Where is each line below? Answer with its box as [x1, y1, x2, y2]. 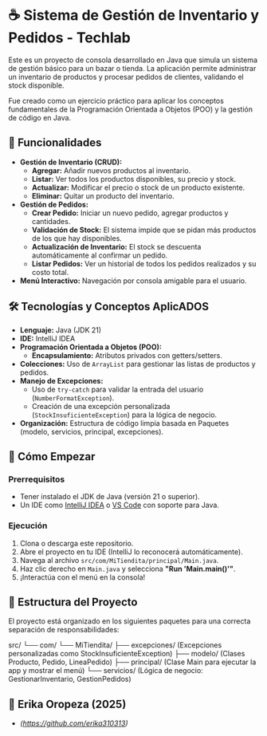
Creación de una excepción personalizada [31, 401, 171, 411]
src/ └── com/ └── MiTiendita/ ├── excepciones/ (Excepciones [8, 640, 222, 650]
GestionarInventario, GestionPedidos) [8, 675, 132, 684]
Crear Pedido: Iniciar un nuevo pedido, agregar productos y [31, 208, 229, 218]
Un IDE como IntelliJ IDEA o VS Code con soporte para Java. [19, 500, 219, 510]
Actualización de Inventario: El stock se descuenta [31, 242, 202, 251]
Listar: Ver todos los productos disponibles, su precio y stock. [31, 174, 237, 183]
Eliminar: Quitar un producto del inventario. [31, 191, 175, 200]
